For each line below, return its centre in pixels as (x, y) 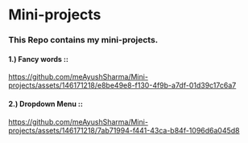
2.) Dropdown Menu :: (45, 104)
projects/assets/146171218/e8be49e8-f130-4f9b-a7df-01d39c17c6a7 (122, 85)
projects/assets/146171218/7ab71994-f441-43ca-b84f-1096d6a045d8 (124, 130)
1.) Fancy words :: (38, 59)
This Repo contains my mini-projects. (83, 40)
